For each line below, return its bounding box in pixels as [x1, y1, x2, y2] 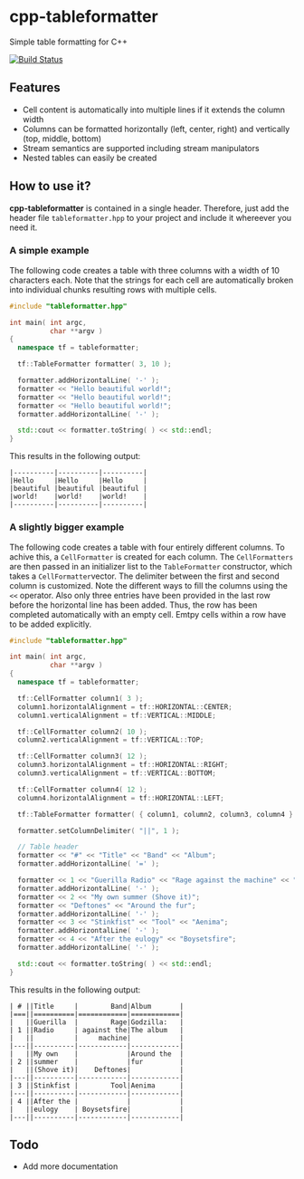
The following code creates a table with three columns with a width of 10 [9, 264, 280, 275]
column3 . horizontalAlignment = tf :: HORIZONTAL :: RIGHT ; [17, 761, 229, 770]
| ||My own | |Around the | [9, 1049, 184, 1059]
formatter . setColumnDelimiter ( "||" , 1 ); [17, 826, 180, 835]
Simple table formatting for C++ [9, 36, 128, 47]
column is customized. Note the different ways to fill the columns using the [9, 580, 288, 590]
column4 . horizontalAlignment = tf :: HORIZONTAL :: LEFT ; [17, 793, 224, 802]
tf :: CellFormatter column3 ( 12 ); [17, 752, 147, 762]
